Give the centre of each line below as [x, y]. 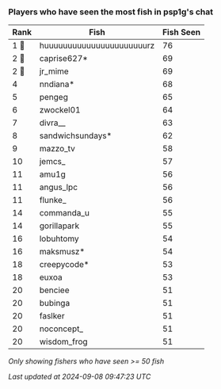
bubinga [55, 303]
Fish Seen [181, 32]
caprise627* [64, 59]
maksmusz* [62, 252]
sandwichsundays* [76, 135]
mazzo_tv [57, 149]
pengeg [54, 97]
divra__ [52, 123]
